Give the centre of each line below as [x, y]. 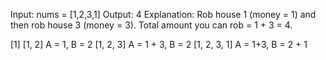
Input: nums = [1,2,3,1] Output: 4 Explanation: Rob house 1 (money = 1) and [163, 14]
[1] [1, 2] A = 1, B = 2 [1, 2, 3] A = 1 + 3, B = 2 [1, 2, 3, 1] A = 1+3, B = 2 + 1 [159, 44]
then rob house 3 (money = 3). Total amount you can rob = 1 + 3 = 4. [151, 25]
